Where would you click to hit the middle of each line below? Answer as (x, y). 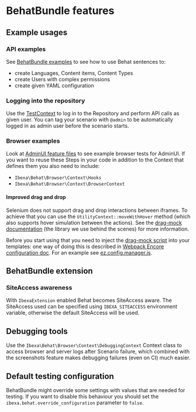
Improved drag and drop (36, 197)
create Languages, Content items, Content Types (74, 73)
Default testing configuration (60, 376)
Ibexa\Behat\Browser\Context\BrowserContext (70, 184)
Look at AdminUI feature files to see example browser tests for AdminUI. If (96, 154)
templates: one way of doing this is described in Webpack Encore (85, 246)
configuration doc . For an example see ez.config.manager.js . (79, 252)
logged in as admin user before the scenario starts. (68, 126)
